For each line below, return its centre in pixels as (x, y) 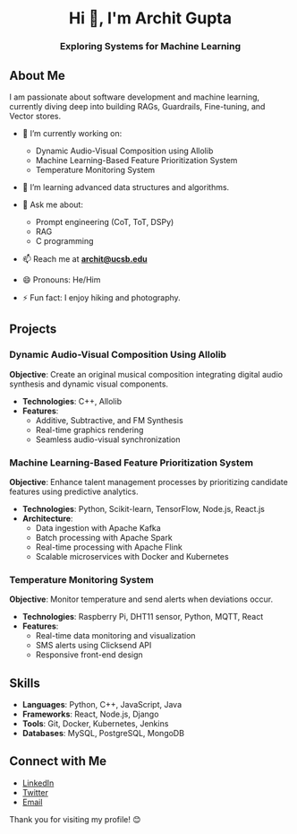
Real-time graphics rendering (89, 430)
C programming (64, 240)
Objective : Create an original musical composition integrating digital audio (146, 374)
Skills (25, 683)
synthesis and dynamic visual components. (89, 384)
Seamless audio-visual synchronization (108, 439)
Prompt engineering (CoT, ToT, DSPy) (105, 222)
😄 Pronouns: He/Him (61, 279)
